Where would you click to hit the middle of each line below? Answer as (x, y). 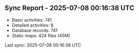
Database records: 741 (35, 30)
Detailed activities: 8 (33, 25)
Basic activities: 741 (32, 20)
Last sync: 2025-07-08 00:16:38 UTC (43, 45)
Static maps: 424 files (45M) (41, 35)
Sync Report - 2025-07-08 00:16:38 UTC (69, 8)
